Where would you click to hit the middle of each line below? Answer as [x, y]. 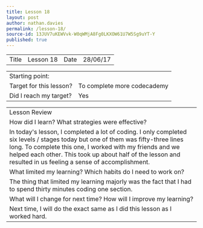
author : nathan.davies [35, 23]
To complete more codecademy [124, 86]
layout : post [23, 17]
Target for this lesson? [41, 86]
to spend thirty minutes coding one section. [71, 189]
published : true [27, 40]
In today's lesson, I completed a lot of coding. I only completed [98, 132]
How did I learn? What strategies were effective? [78, 122]
